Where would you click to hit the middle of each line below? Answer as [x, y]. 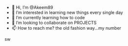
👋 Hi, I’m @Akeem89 [32, 7]
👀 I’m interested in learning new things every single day [67, 12]
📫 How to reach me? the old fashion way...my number [66, 28]
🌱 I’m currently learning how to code [48, 17]
